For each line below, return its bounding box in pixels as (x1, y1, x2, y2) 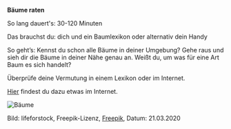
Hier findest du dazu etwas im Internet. (7, 88, 119, 95)
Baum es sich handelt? (7, 61, 72, 68)
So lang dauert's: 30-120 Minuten (7, 19, 103, 27)
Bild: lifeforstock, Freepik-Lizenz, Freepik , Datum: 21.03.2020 (7, 114, 181, 122)
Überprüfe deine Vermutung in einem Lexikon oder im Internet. (7, 74, 185, 82)
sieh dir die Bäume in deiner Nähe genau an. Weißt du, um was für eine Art (7, 53, 219, 61)
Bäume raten (7, 6, 45, 14)
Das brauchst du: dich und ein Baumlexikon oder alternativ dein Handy (7, 32, 208, 41)
